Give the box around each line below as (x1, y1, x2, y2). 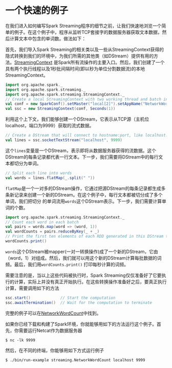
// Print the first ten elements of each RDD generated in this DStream (5, 234, 164, 239)
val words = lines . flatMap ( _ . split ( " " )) (5, 175, 95, 180)
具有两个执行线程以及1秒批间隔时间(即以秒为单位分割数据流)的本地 (5, 65, 145, 72)
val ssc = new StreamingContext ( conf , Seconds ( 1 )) (5, 106, 116, 111)
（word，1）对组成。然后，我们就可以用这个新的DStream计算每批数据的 (5, 255, 158, 261)
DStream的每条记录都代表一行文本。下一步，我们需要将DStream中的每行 (5, 153, 159, 160)
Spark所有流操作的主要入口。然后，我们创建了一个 (58, 59, 165, 65)
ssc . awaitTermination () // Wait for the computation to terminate (5, 300, 153, 305)
